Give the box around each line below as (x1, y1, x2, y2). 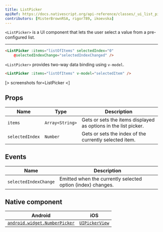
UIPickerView (79, 220, 110, 226)
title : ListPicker (5, 7, 42, 12)
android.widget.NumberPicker (7, 220, 75, 226)
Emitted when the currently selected (59, 175, 142, 182)
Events (5, 153, 27, 161)
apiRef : (5, 12, 21, 16)
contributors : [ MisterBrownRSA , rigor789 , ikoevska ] (5, 16, 114, 21)
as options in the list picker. (81, 122, 144, 129)
